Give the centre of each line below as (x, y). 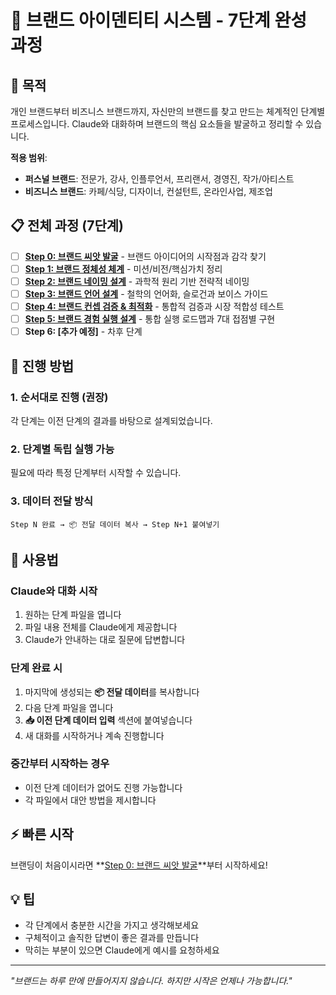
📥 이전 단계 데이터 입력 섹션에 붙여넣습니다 (108, 720)
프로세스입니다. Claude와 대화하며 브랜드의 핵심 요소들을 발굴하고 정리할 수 (157, 124)
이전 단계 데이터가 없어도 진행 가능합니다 (103, 787)
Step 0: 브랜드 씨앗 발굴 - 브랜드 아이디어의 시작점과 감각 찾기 (145, 256)
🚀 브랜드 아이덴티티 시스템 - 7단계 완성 (158, 20)
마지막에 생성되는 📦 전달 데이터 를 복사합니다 (112, 692)
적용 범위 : (29, 157)
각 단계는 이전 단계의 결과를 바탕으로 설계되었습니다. (111, 420)
